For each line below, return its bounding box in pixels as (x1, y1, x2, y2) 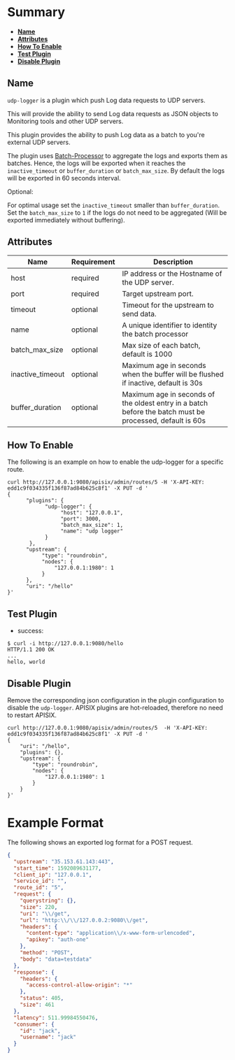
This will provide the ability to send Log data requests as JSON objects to (7, 109, 219, 118)
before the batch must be (122, 407, 205, 416)
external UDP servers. (7, 138, 71, 146)
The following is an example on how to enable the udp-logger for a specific (7, 458, 224, 466)
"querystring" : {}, (20, 897, 77, 905)
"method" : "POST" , (20, 949, 73, 956)
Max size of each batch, (122, 340, 201, 350)
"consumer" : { (13, 1021, 55, 1028)
